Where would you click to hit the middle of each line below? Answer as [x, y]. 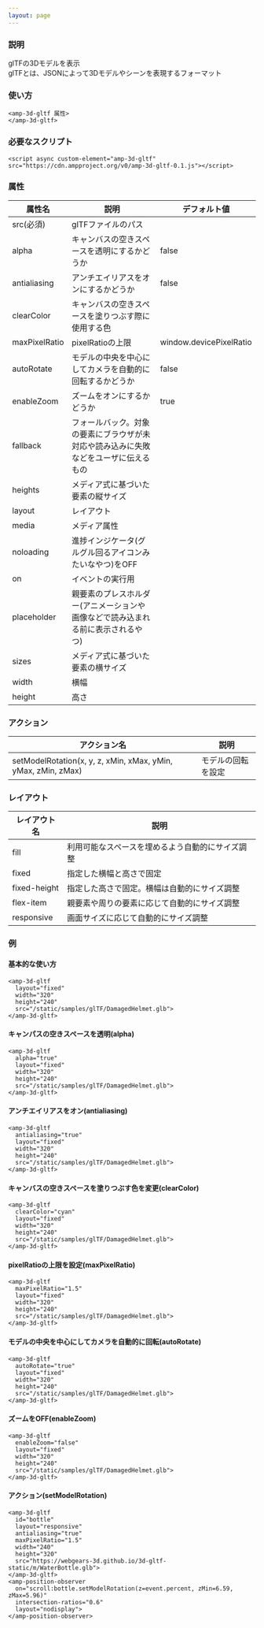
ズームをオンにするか [111, 396]
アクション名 [103, 745]
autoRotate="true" [46, 1366]
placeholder [34, 617]
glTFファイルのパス [108, 224]
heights [26, 489]
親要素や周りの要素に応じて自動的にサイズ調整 [153, 903]
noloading [31, 552]
